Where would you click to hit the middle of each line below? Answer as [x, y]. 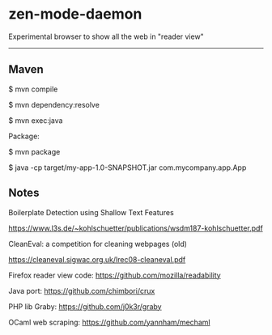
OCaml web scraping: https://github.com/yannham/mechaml [109, 322]
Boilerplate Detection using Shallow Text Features [91, 212]
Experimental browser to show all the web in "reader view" [106, 36]
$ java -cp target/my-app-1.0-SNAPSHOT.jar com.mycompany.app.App [127, 167]
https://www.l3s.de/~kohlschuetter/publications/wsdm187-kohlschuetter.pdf [136, 228]
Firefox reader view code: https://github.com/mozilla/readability [115, 275]
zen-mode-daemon [75, 14]
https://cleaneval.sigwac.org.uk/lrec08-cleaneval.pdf [97, 259]
